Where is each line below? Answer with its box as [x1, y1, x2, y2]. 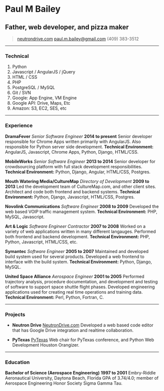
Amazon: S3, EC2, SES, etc [12, 105, 67, 111]
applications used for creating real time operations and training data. [5, 289, 143, 295]
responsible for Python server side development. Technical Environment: [5, 143, 154, 150]
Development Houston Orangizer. [12, 342, 80, 348]
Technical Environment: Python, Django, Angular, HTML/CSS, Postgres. [5, 169, 151, 175]
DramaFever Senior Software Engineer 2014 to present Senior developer [5, 133, 152, 139]
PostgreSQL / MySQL [12, 85, 55, 91]
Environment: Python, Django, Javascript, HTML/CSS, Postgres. [5, 194, 135, 200]
